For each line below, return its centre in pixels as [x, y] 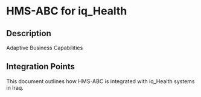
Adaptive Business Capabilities [45, 48]
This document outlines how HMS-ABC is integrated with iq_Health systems [101, 81]
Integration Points [41, 67]
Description [29, 33]
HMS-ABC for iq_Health [67, 11]
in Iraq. [15, 87]
